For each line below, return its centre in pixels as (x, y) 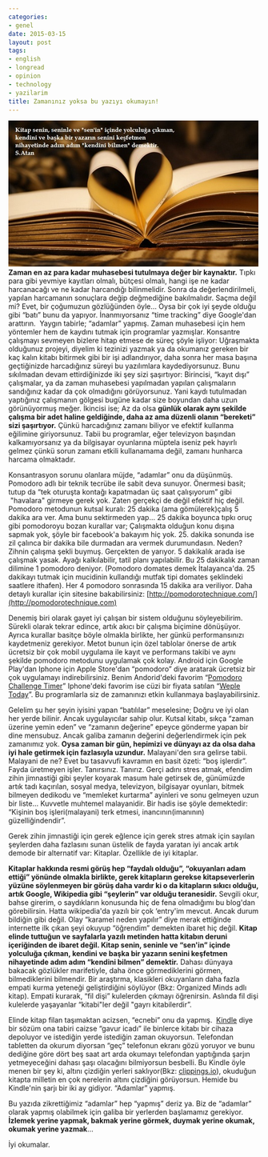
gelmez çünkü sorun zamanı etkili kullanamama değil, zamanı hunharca (126, 451)
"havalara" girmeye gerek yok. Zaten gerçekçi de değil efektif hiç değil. (127, 501)
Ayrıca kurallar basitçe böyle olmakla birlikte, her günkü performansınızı (126, 635)
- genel (21, 25)
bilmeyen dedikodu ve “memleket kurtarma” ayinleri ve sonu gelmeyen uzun (134, 795)
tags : (17, 51)
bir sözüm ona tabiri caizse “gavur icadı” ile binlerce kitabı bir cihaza (121, 1029)
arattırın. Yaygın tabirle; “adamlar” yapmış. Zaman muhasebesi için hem (127, 323)
